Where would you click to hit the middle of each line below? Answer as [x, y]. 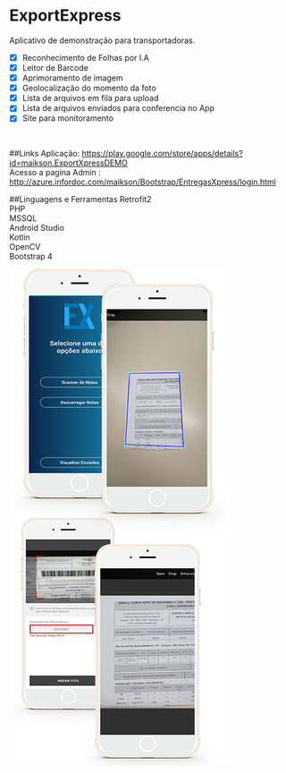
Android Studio [37, 228]
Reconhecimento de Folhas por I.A [85, 57]
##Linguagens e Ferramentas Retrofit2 [80, 200]
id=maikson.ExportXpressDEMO [68, 163]
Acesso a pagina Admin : [55, 173]
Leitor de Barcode [55, 68]
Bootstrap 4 [31, 257]
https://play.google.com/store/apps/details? [162, 154]
